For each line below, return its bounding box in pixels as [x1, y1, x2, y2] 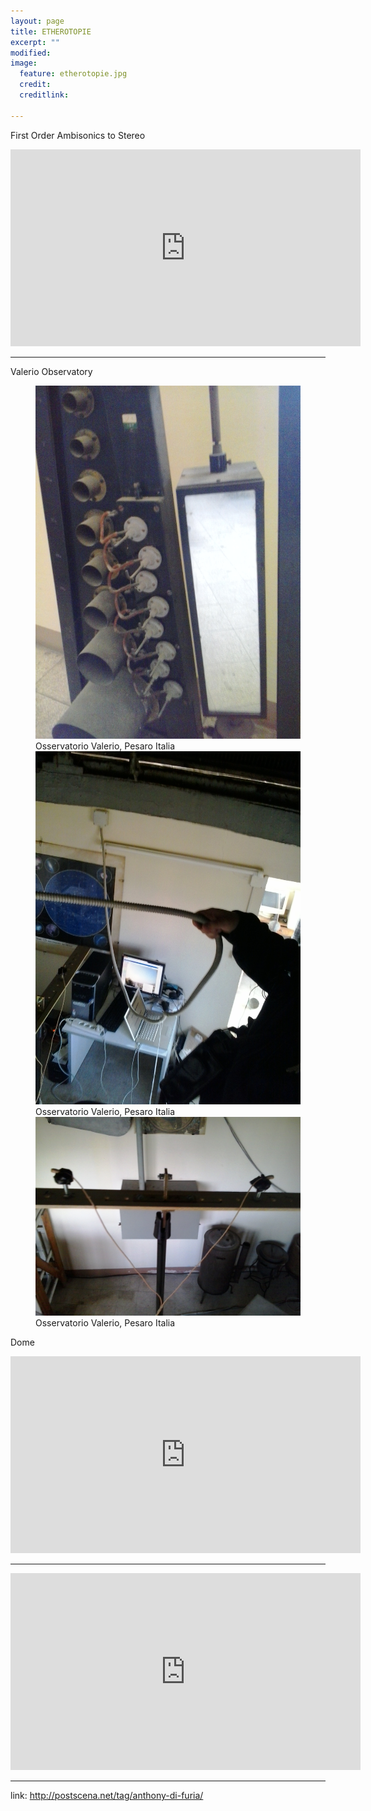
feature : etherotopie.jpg [19, 69, 128, 79]
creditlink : [19, 90, 70, 100]
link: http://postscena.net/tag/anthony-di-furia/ [10, 1790, 204, 1802]
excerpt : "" [10, 37, 60, 47]
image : [10, 58, 38, 69]
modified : [10, 48, 52, 58]
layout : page [10, 16, 65, 26]
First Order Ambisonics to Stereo [10, 129, 146, 141]
